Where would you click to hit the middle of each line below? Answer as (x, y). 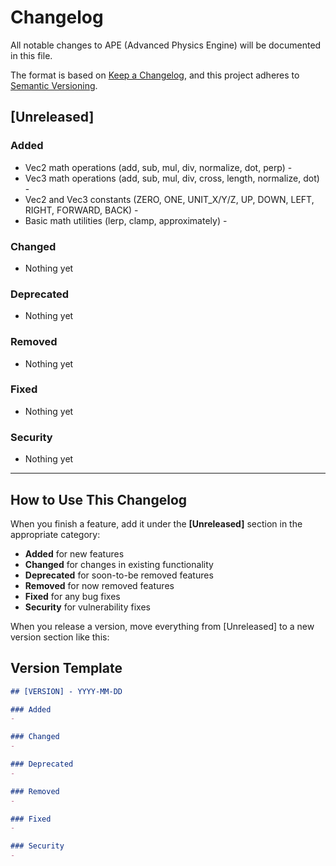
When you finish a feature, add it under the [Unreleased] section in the (156, 523)
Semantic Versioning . (54, 85)
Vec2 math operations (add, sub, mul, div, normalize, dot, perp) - (158, 167)
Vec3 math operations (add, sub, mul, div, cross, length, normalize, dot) (172, 178)
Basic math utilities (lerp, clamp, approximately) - (126, 220)
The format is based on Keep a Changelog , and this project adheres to (155, 75)
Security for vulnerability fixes (87, 607)
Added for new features (74, 553)
